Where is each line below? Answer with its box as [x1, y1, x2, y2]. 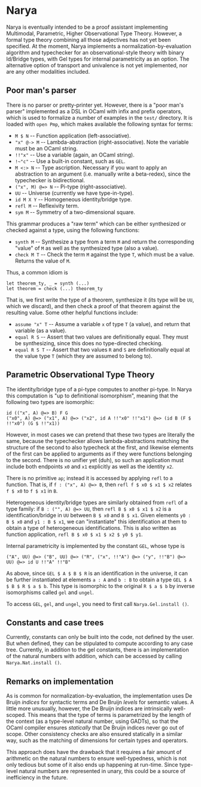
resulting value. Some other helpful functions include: [6, 309, 139, 316]
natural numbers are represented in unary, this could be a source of [19, 768, 185, 775]
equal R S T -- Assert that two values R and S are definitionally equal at [14, 346, 190, 353]
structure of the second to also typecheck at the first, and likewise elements [6, 444, 194, 451]
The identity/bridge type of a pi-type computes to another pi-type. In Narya [6, 385, 193, 393]
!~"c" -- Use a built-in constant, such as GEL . [14, 157, 126, 165]
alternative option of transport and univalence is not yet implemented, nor [6, 61, 188, 69]
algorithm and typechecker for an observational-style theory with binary [6, 49, 184, 56]
